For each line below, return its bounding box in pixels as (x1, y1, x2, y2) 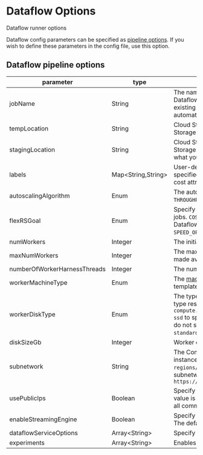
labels (9, 170, 27, 179)
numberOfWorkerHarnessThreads (9, 265, 106, 273)
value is (173, 394, 196, 402)
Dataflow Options (6, 4, 96, 18)
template (173, 282, 199, 291)
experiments (9, 438, 45, 447)
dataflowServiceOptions (9, 428, 79, 437)
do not (173, 320, 192, 329)
